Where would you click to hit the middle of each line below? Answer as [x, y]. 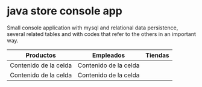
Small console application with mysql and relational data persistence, [93, 28]
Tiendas [157, 55]
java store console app [65, 11]
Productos [41, 55]
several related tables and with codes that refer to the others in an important [102, 34]
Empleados [109, 55]
